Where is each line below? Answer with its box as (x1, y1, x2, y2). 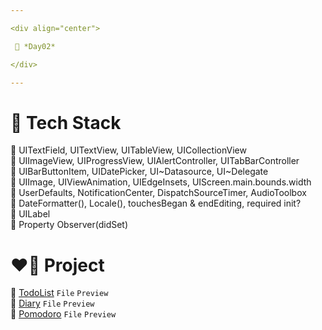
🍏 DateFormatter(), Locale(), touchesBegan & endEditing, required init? (10, 197, 302, 210)
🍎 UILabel (10, 208, 51, 220)
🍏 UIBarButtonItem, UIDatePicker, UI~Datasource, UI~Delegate (10, 166, 269, 178)
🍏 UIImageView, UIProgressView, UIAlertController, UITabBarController (10, 155, 300, 167)
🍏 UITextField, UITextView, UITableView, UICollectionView (10, 144, 247, 156)
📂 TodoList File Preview (10, 287, 109, 299)
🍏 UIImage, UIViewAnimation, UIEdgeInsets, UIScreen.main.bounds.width (10, 176, 312, 188)
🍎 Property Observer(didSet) (10, 219, 129, 231)
